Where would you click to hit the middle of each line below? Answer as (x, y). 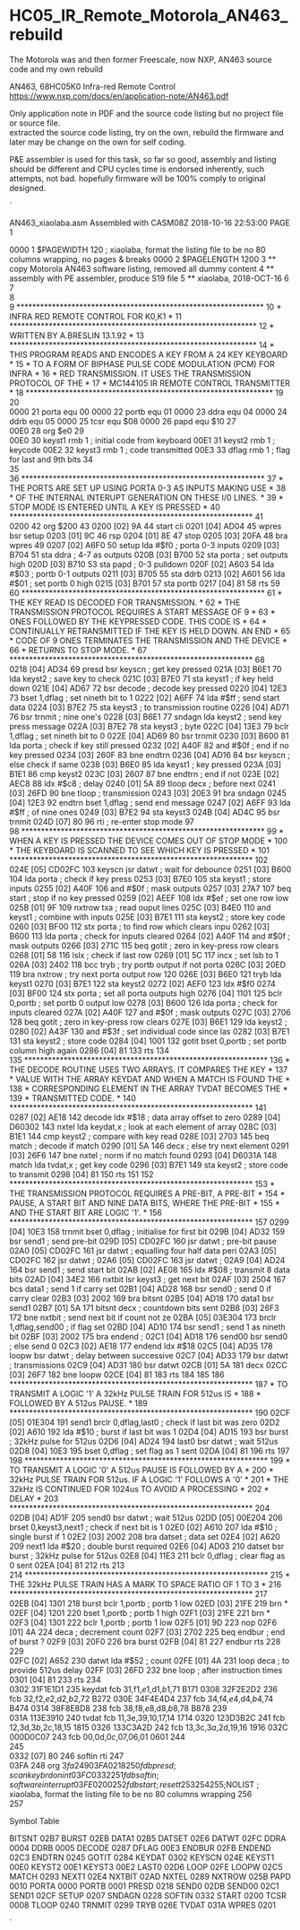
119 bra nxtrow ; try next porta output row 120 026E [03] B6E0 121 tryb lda (146, 974)
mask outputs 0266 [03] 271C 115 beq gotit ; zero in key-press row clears (144, 945)
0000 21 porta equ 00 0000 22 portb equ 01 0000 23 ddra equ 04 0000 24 (149, 411)
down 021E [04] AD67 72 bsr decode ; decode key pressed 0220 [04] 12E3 (148, 688)
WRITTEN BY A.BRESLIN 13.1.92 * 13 (77, 335)
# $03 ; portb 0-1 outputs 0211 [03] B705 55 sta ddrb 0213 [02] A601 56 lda (147, 573)
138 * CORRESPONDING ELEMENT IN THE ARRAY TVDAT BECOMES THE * (149, 1088)
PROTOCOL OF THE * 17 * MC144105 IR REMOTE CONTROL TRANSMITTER (150, 383)
